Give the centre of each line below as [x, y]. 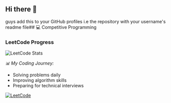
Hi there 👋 [21, 9]
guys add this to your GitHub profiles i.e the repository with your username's [85, 21]
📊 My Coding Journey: [30, 63]
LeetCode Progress [30, 42]
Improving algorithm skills [40, 80]
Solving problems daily [37, 75]
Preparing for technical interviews [48, 86]
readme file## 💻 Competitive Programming [51, 27]
